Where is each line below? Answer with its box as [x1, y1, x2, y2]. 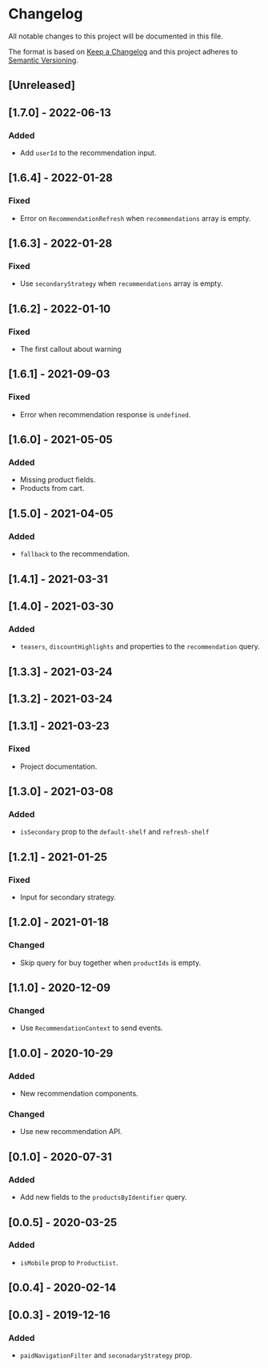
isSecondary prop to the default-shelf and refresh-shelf [19, 827, 210, 837]
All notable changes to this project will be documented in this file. [8, 31, 224, 41]
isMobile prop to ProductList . [19, 1257, 118, 1267]
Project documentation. [19, 762, 98, 771]
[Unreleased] [8, 78, 76, 92]
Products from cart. [19, 484, 85, 493]
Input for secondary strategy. [19, 892, 117, 902]
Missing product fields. [19, 475, 96, 485]
